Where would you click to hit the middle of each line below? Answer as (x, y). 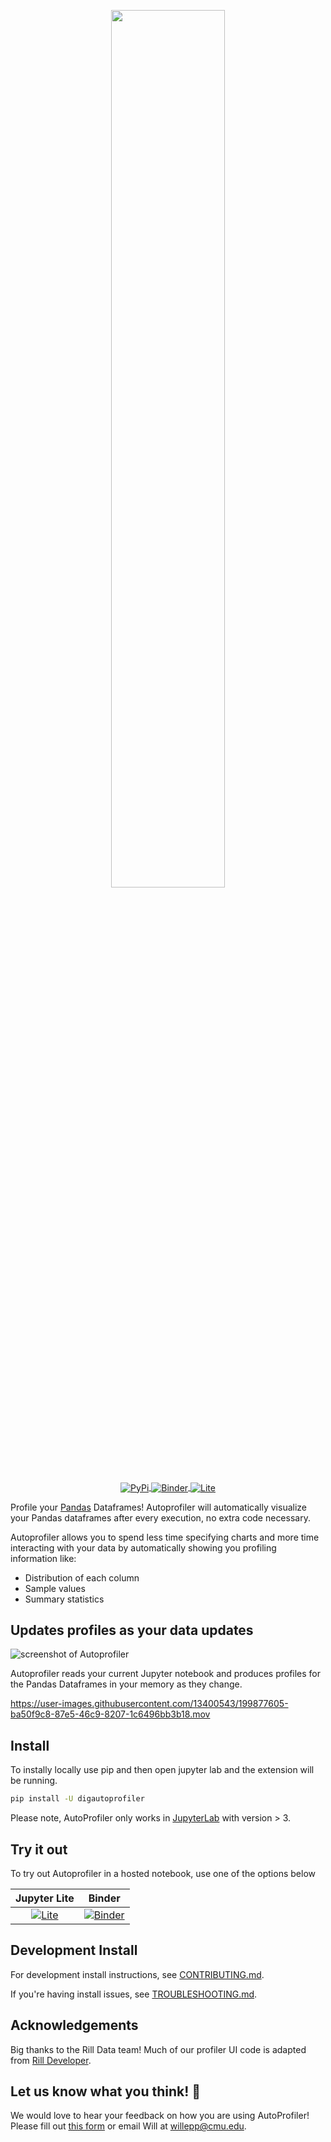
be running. (34, 1781)
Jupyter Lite (45, 1898)
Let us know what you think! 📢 (106, 2091)
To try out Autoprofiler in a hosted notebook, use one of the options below (163, 1873)
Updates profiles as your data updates (132, 1630)
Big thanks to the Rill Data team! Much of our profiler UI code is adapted (158, 2049)
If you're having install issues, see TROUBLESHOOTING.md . (134, 1994)
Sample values (55, 1588)
